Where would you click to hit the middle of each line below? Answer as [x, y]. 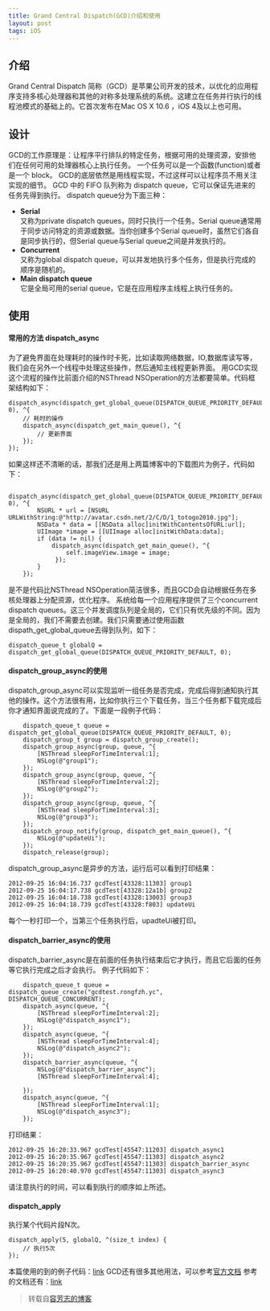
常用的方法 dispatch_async [54, 338]
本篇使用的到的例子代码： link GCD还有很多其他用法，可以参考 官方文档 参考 [133, 1272]
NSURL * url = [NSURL [74, 510]
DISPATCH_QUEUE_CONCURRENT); [57, 999]
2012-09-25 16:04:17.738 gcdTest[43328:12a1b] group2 [100, 890]
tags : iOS [25, 31]
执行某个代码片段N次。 [46, 1225]
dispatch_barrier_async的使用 [59, 940]
